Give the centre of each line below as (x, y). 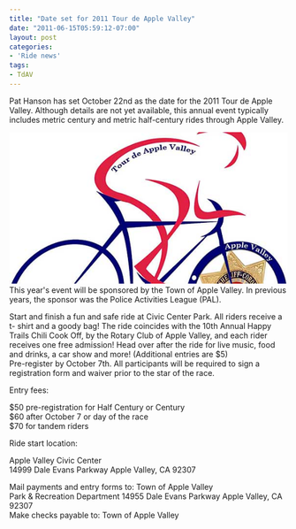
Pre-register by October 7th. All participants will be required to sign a (135, 364)
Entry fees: (29, 390)
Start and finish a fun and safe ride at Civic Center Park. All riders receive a (146, 316)
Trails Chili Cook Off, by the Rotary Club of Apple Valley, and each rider (138, 335)
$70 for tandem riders (49, 425)
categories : (31, 47)
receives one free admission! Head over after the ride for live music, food (142, 344)
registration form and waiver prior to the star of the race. (112, 372)
